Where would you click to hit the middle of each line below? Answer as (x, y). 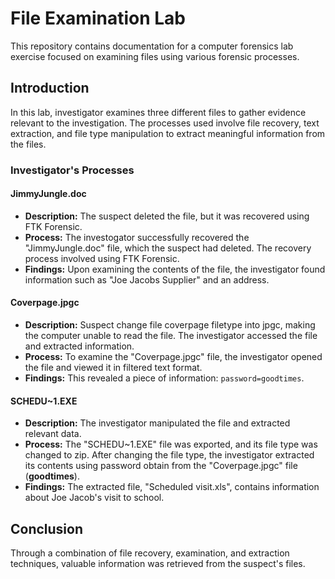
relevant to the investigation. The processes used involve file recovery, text (165, 123)
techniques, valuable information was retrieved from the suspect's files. (158, 564)
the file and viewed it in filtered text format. (113, 368)
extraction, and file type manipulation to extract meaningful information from (168, 133)
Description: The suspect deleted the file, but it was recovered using (167, 216)
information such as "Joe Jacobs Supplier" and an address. (147, 279)
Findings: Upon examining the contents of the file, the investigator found (175, 269)
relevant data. (53, 434)
